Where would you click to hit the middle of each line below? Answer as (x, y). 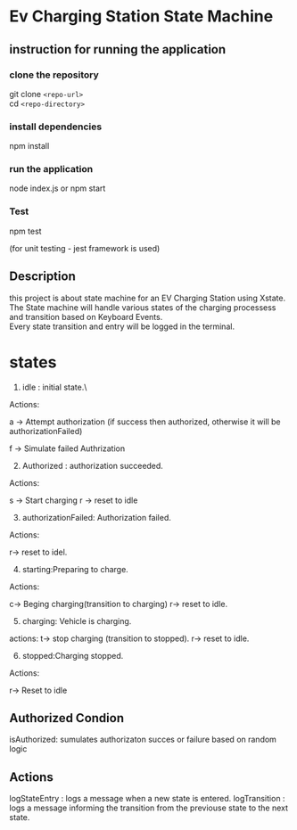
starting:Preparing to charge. (75, 569)
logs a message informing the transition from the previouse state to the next (148, 808)
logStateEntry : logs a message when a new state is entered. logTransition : (147, 799)
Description (42, 277)
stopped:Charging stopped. (73, 655)
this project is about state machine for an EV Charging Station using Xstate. (148, 298)
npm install (29, 146)
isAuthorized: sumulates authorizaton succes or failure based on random (143, 740)
